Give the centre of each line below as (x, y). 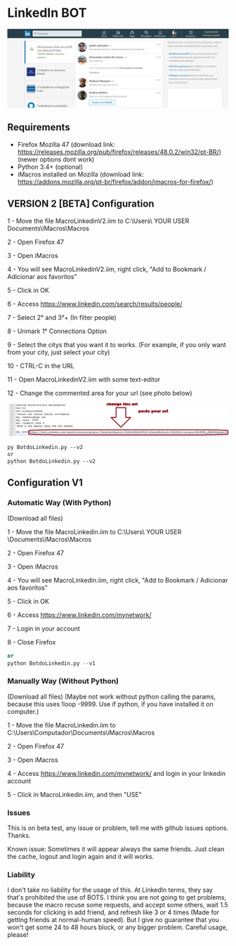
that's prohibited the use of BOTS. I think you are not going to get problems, (117, 898)
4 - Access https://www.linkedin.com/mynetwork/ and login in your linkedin (117, 773)
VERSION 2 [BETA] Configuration (81, 204)
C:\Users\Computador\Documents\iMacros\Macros (81, 732)
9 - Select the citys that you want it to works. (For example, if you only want (117, 344)
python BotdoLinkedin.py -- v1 (52, 663)
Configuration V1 (45, 483)
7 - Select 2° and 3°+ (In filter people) (62, 317)
